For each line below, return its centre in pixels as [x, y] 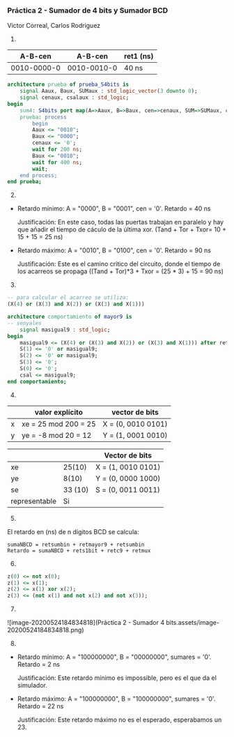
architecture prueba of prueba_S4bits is [68, 85]
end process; [39, 175]
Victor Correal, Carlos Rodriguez [54, 26]
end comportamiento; [37, 381]
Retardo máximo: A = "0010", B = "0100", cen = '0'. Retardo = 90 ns [114, 250]
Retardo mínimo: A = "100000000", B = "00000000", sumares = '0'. [114, 657]
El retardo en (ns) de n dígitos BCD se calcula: [73, 531]
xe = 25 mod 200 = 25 [59, 424]
